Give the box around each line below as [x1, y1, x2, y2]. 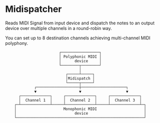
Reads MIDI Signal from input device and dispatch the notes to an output [5, 20, 155, 26]
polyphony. [5, 40, 28, 46]
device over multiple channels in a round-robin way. [5, 25, 112, 31]
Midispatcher [5, 3, 62, 15]
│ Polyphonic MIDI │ [58, 54, 101, 59]
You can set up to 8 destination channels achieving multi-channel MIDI [5, 35, 151, 41]
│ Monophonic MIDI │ [14, 106, 146, 112]
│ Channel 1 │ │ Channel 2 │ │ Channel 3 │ [18, 98, 142, 103]
